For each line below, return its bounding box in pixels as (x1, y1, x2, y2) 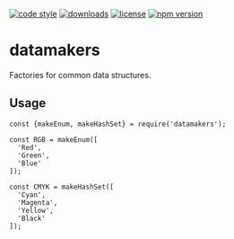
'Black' (17, 214, 47, 223)
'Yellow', (17, 206, 54, 215)
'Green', (17, 151, 50, 160)
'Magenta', (17, 198, 58, 207)
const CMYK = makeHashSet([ (9, 182, 115, 191)
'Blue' (17, 158, 42, 168)
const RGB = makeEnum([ (9, 135, 99, 144)
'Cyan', (17, 190, 47, 199)
